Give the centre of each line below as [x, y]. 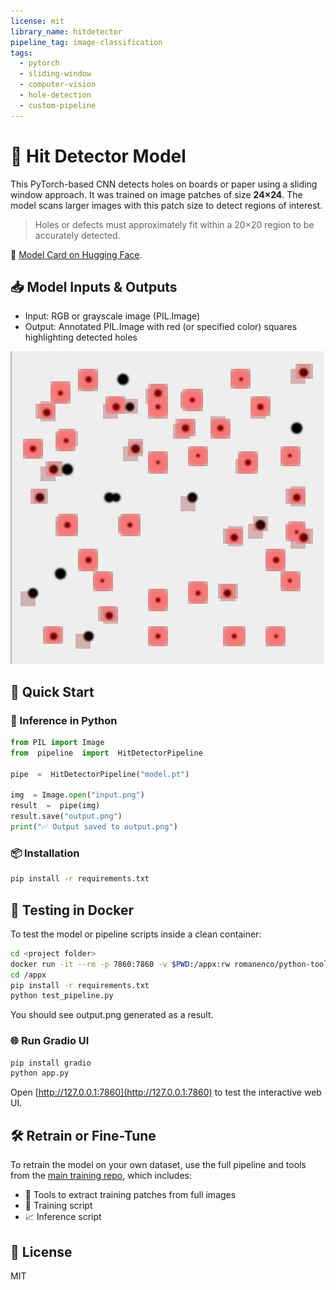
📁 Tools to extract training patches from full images [130, 1195]
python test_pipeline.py [62, 996]
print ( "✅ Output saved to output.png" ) [94, 827]
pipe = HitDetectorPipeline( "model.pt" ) [100, 774]
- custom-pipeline [58, 105]
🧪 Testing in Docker [72, 910]
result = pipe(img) [55, 806]
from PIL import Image [57, 743]
